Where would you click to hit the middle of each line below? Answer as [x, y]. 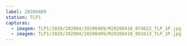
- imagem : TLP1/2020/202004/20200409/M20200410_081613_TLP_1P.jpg [96, 34]
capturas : [18, 23]
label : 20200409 [26, 12]
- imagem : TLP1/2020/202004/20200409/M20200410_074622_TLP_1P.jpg [96, 28]
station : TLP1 [24, 17]
